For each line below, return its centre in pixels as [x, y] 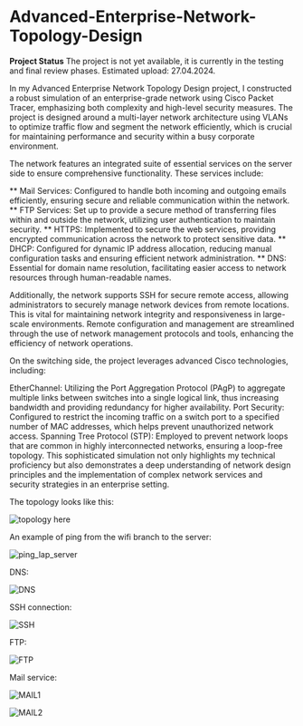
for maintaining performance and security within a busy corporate [132, 136]
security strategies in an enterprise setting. [90, 484]
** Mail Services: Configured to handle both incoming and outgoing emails [148, 190]
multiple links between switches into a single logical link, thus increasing [144, 397]
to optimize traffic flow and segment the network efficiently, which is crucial [151, 126]
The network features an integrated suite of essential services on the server [151, 163]
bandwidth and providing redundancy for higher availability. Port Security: [147, 407]
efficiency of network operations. [71, 343]
